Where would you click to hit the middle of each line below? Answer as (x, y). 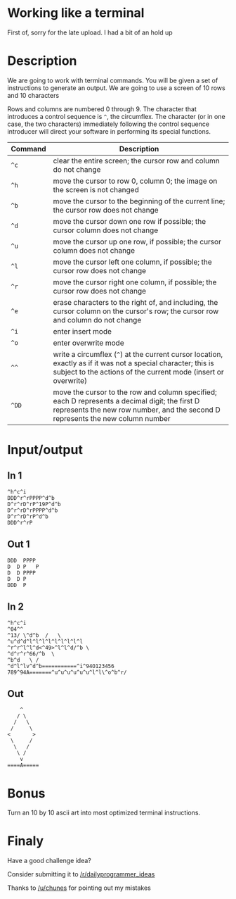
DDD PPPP (22, 560)
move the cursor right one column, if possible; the (135, 282)
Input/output (45, 450)
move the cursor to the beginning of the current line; (139, 201)
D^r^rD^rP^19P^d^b (34, 504)
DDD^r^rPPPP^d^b (31, 498)
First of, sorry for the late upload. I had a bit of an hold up (90, 32)
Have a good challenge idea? (49, 861)
